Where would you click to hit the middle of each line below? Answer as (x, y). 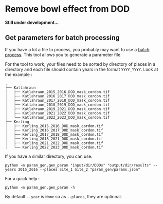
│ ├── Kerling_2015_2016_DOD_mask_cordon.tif (54, 126)
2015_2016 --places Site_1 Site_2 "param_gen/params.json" (79, 169)
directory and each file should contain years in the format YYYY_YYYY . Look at (81, 69)
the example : (19, 74)
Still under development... (32, 22)
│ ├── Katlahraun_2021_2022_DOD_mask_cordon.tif (57, 113)
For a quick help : (22, 178)
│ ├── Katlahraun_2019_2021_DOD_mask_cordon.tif (57, 109)
